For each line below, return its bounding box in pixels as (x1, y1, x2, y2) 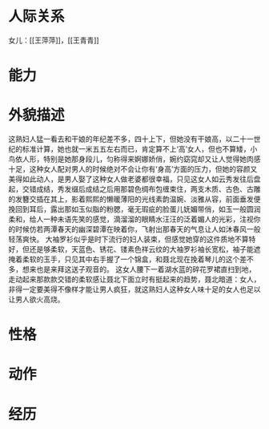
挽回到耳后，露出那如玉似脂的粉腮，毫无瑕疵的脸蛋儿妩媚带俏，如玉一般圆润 (8, 204, 261, 214)
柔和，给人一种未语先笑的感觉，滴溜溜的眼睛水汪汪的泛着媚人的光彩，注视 (8, 214, 254, 225)
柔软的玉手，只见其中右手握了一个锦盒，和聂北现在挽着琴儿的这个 (22, 254, 240, 265)
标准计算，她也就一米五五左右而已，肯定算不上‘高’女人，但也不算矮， (22, 144, 251, 154)
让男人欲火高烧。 (8, 294, 65, 305)
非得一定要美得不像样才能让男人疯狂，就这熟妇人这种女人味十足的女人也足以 (8, 285, 261, 294)
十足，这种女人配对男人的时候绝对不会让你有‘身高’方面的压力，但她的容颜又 (8, 164, 258, 174)
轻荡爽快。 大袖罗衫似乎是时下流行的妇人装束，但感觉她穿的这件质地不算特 (8, 234, 256, 245)
